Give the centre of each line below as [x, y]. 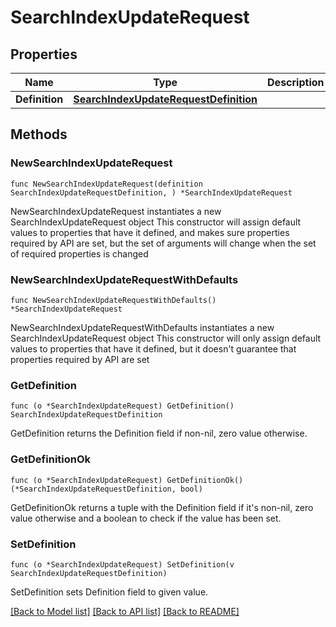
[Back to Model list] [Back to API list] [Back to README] [125, 611]
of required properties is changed [79, 253]
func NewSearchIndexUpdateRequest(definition [106, 184]
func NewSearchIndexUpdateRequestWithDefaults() [113, 300]
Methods [39, 134]
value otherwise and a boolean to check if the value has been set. [146, 518]
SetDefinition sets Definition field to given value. [109, 592]
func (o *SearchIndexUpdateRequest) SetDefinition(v [122, 564]
